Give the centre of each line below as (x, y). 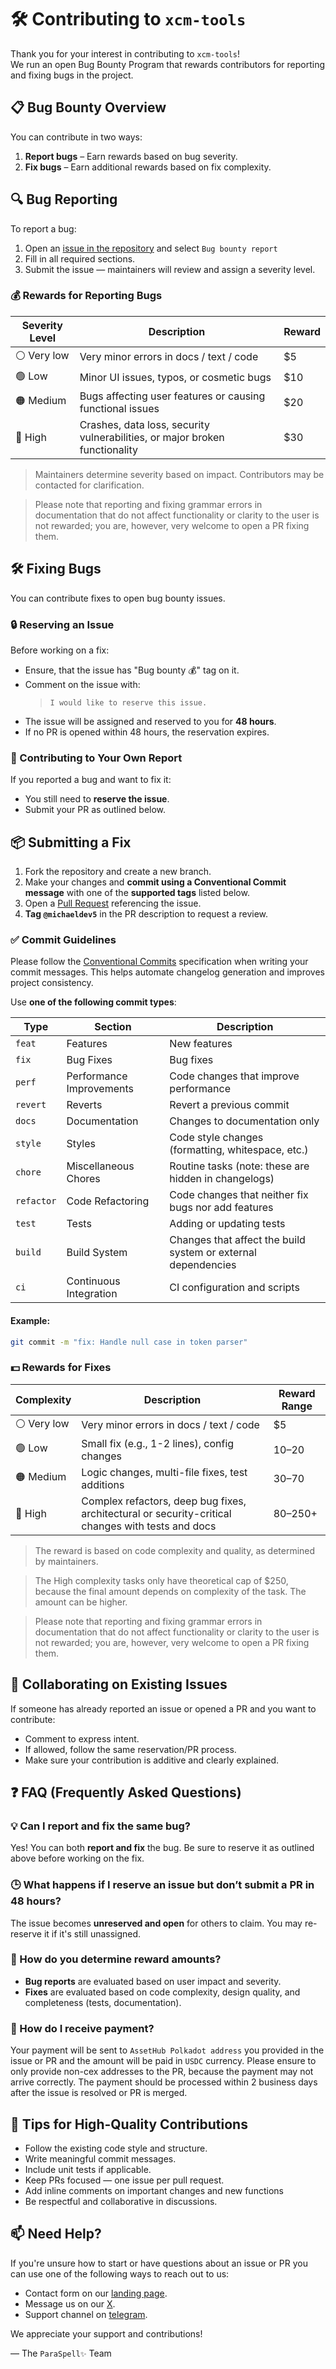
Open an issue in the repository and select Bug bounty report (151, 248)
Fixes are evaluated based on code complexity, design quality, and (162, 1992)
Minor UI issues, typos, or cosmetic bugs (175, 378)
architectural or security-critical (156, 1513)
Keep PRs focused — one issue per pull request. (124, 2180)
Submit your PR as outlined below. (95, 810)
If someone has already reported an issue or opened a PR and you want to (163, 1708)
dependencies (203, 1265)
